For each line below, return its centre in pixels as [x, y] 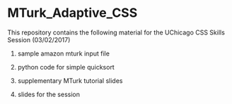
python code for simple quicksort [66, 67]
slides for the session [48, 94]
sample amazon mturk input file [63, 53]
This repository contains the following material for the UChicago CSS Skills [116, 32]
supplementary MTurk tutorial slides [70, 80]
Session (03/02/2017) [39, 39]
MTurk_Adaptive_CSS [72, 13]
